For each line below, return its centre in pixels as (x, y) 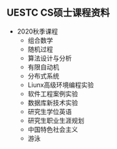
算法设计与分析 (50, 58)
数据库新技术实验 (53, 103)
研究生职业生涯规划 (56, 120)
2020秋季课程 (37, 31)
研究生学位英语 (50, 111)
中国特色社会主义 (53, 129)
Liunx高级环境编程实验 (61, 85)
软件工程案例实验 (53, 93)
